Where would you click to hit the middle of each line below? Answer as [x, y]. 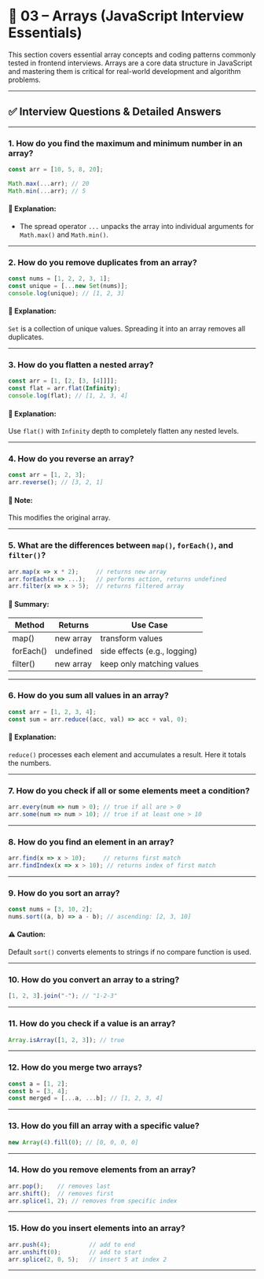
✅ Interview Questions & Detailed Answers [115, 112]
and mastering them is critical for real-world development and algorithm [125, 71]
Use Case [149, 625]
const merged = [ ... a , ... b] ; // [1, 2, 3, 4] [86, 1098]
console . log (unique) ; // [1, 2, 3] [66, 293]
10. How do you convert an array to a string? [94, 980]
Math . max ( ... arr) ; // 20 [49, 183]
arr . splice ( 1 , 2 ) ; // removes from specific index [93, 1201]
